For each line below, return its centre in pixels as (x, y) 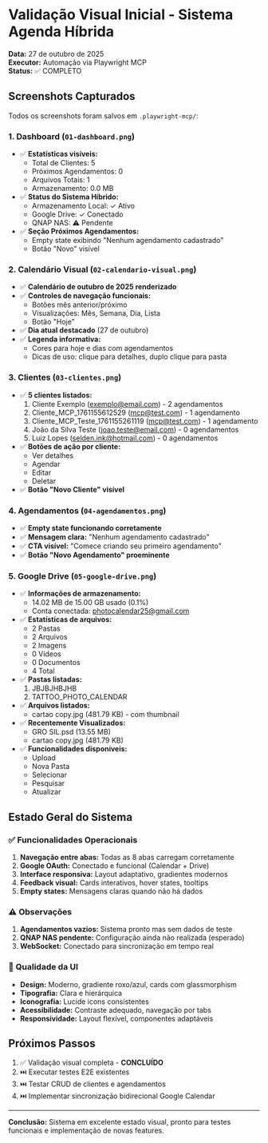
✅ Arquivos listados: (55, 706)
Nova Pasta (51, 767)
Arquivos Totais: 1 (61, 180)
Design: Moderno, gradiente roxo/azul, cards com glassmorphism (128, 984)
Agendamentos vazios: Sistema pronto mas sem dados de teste (126, 930)
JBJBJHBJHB (54, 688)
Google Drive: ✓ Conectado (77, 214)
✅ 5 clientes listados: (56, 395)
